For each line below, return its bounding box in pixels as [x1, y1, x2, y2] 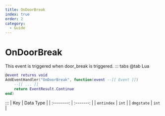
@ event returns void [5, 73, 48, 78]
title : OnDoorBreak [5, 7, 46, 12]
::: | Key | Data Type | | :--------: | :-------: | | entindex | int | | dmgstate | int [5, 100, 161, 106]
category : [5, 21, 26, 26]
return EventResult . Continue [14, 86, 74, 91]
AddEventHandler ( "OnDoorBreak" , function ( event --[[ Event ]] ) [5, 77, 139, 82]
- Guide [9, 26, 26, 31]
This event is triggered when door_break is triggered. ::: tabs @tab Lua [5, 63, 150, 69]
